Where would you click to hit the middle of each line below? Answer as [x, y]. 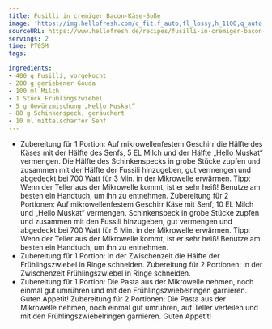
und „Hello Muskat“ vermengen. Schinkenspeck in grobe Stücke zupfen [140, 213]
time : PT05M [28, 46]
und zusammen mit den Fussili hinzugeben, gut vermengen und [126, 221]
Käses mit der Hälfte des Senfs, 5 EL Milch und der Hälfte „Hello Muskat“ [141, 152]
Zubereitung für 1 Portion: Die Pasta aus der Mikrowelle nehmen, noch [137, 282]
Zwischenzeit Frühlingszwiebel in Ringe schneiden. [106, 273]
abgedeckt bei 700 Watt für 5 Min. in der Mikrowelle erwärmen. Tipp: [135, 230]
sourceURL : [27, 31]
